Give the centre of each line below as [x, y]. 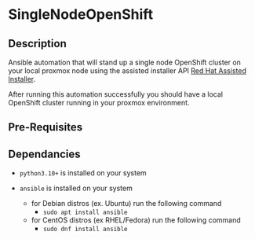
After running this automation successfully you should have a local [116, 94]
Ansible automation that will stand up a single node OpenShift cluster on [125, 62]
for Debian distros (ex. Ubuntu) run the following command [126, 204]
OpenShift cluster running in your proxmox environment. [99, 103]
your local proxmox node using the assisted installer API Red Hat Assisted [127, 71]
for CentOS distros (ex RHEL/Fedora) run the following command [136, 220]
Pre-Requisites [46, 127]
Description [37, 44]
